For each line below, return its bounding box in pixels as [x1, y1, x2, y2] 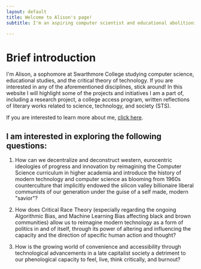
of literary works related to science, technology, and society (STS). [6, 102, 172, 109]
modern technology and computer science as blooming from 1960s [14, 176, 181, 183]
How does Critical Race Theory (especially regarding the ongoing [14, 206, 176, 213]
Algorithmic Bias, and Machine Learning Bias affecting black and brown [14, 213, 191, 220]
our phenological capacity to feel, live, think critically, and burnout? [14, 256, 181, 263]
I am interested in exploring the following [6, 131, 162, 141]
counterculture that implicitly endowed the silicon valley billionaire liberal [14, 182, 194, 189]
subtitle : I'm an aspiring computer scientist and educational [6, 20, 167, 26]
